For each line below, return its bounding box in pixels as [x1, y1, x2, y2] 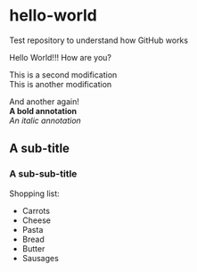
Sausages [21, 252, 60, 263]
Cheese [21, 215, 52, 226]
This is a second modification [9, 69, 118, 80]
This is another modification [9, 78, 112, 89]
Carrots [21, 205, 51, 216]
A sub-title [9, 141, 70, 156]
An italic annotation [9, 115, 82, 126]
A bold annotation [9, 105, 78, 116]
